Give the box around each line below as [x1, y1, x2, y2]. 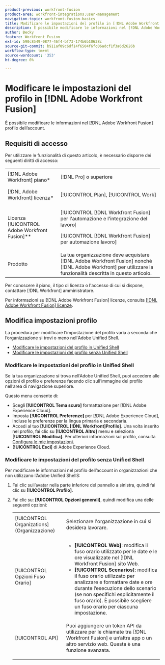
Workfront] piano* [7, 177, 51, 183]
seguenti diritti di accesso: [5, 158, 59, 163]
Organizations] [14, 521, 49, 528]
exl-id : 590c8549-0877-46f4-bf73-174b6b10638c [5, 39, 102, 44]
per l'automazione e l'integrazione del [60, 215, 148, 222]
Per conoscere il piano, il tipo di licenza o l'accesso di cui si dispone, [5, 283, 144, 288]
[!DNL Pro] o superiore [60, 174, 113, 180]
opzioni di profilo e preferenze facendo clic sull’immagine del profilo [5, 378, 143, 384]
